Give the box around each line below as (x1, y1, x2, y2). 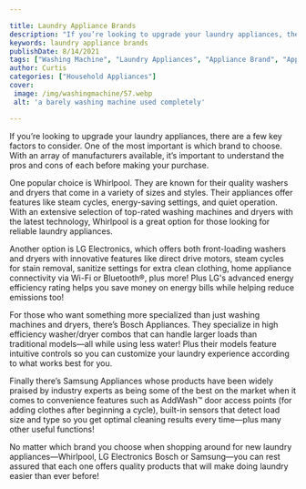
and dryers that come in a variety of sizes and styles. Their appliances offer (9, 187, 293, 198)
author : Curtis (9, 64, 67, 73)
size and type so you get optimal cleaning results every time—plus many (9, 413, 282, 424)
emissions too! (9, 291, 65, 302)
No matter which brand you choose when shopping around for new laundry (9, 441, 292, 452)
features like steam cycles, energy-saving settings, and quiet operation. (9, 197, 278, 208)
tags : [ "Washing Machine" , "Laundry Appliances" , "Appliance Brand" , (9, 56, 280, 65)
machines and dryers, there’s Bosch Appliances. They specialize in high (9, 319, 279, 330)
